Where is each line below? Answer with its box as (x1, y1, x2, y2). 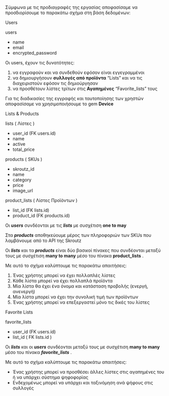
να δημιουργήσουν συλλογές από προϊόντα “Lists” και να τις (12, 75, 143, 81)
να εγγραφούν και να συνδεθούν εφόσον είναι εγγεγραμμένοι (12, 69, 145, 75)
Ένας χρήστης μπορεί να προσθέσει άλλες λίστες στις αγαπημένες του (12, 369, 164, 375)
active (12, 141, 26, 147)
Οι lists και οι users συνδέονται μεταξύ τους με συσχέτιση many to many (5, 344, 160, 350)
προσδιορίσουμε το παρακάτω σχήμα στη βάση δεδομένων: (5, 10, 131, 16)
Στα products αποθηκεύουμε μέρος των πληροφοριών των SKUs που (5, 232, 151, 238)
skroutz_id (12, 166, 34, 172)
